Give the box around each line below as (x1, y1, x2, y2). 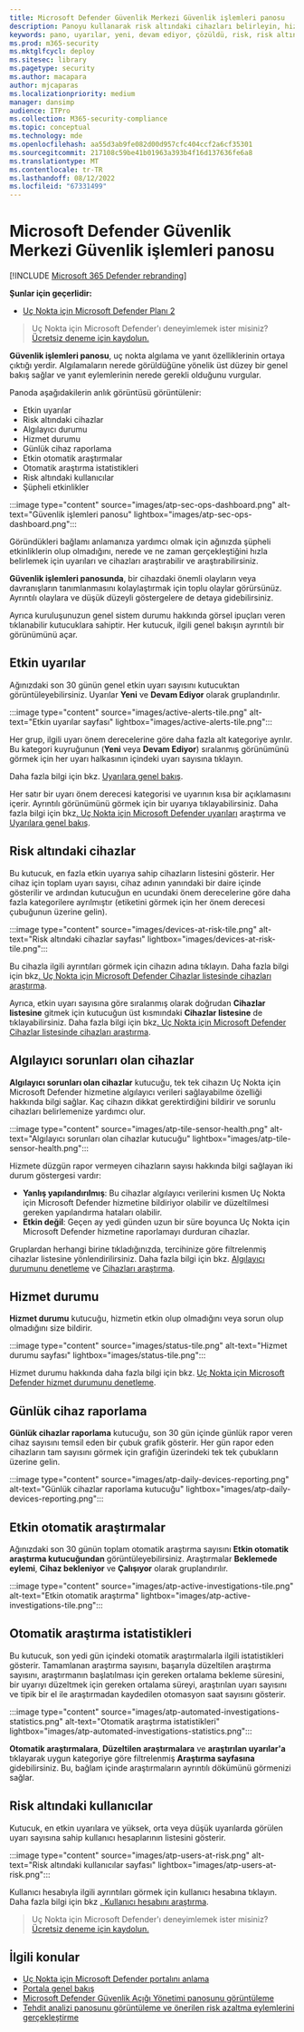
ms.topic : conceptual (9, 123, 91, 132)
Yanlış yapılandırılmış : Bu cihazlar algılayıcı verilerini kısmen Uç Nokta (22, 1187, 286, 1198)
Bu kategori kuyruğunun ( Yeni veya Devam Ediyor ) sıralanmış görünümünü (9, 743, 290, 754)
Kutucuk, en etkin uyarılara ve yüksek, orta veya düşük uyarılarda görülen (9, 1822, 283, 1833)
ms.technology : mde (9, 132, 83, 141)
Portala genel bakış (22, 1983, 95, 1994)
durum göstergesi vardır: (9, 1169, 102, 1180)
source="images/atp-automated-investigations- (100, 1706, 280, 1717)
